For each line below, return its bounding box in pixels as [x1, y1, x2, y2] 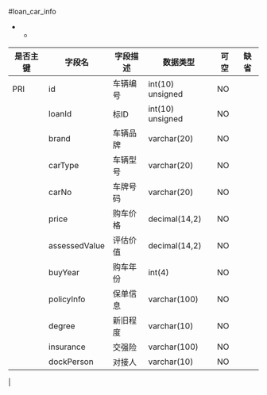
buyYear [48, 267, 79, 278]
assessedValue [48, 240, 106, 251]
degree [48, 320, 75, 332]
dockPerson [48, 356, 94, 367]
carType [48, 160, 79, 171]
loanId [48, 109, 72, 119]
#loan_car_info [8, 7, 57, 16]
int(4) [148, 267, 169, 278]
